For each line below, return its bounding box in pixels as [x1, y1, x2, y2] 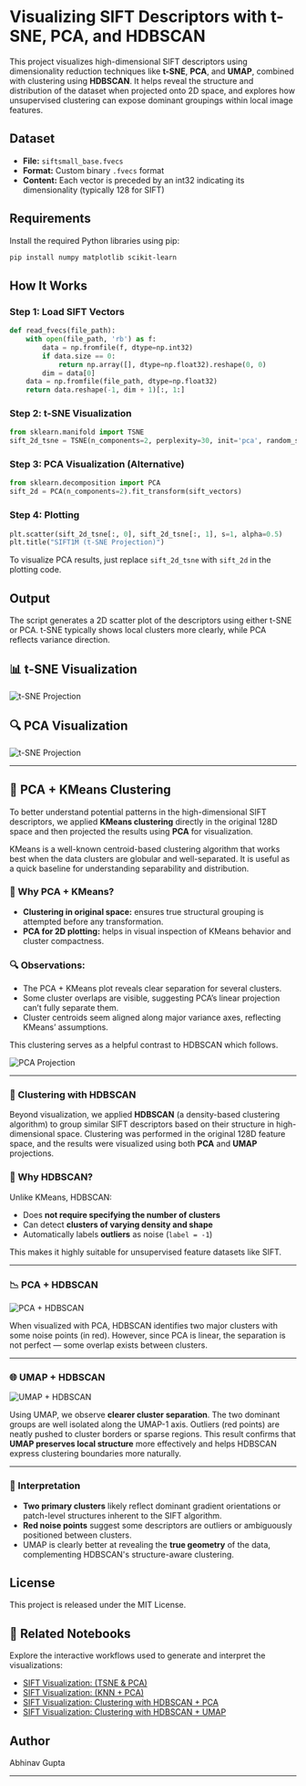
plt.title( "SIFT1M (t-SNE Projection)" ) [9, 538, 166, 547]
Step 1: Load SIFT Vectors [9, 305, 125, 318]
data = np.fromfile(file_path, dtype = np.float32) [25, 377, 219, 386]
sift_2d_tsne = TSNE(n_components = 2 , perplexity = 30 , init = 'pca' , [9, 436, 262, 446]
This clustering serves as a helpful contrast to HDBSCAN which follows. [9, 1039, 279, 1051]
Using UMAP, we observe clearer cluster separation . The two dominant [9, 1409, 280, 1421]
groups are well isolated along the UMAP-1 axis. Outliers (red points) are [9, 1419, 280, 1430]
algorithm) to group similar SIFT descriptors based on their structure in [9, 1119, 275, 1129]
